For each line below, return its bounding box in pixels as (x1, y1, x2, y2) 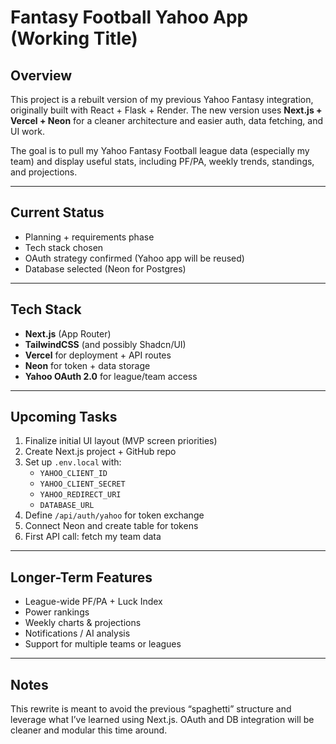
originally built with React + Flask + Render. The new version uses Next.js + (10, 104, 323, 116)
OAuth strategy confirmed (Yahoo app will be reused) (24, 252, 245, 264)
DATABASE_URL (39, 501, 95, 511)
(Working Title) (10, 27, 138, 50)
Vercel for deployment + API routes (24, 349, 172, 361)
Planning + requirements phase (24, 231, 155, 243)
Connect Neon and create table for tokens (24, 520, 199, 532)
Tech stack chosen (24, 241, 104, 253)
